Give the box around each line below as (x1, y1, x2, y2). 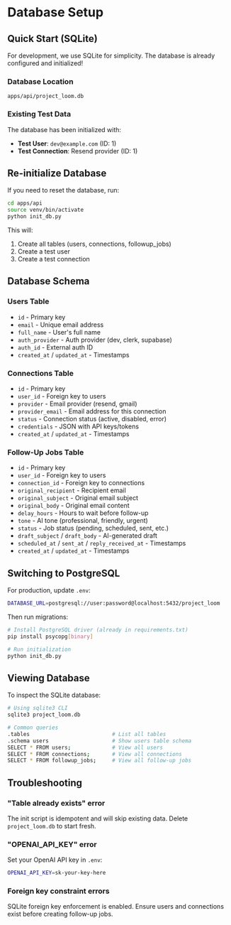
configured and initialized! (7, 59, 84, 67)
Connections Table (7, 368, 74, 378)
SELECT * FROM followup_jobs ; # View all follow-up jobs (7, 757, 192, 764)
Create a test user (17, 247, 71, 256)
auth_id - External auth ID (17, 342, 94, 352)
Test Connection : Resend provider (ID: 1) (17, 146, 138, 155)
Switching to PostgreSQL (7, 567, 120, 579)
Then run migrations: (7, 612, 69, 621)
